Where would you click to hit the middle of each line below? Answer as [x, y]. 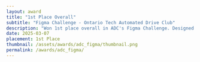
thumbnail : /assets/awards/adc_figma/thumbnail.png [72, 45]
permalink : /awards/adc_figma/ [45, 50]
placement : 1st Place [33, 39]
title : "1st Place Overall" [41, 17]
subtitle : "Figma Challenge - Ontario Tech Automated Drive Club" [91, 22]
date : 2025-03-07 [28, 34]
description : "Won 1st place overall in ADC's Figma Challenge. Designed [100, 28]
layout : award [24, 12]
